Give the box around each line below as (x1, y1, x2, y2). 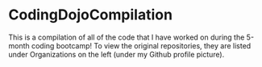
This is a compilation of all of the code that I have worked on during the (8, 32, 245, 42)
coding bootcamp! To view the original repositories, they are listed (31, 40, 252, 50)
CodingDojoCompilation (8, 6, 173, 24)
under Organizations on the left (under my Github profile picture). (8, 49, 225, 59)
